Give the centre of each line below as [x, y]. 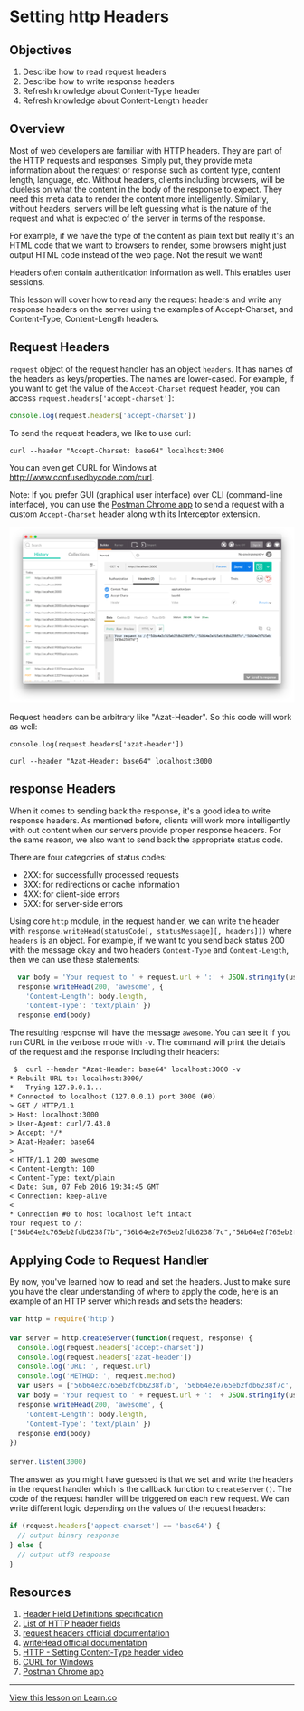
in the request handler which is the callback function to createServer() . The [151, 1489]
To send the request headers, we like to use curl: [100, 433]
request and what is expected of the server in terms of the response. [138, 218]
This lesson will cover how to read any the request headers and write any [146, 299]
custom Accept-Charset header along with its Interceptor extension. [135, 514]
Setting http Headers [90, 17]
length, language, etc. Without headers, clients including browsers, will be [147, 179]
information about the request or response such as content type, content [145, 170]
